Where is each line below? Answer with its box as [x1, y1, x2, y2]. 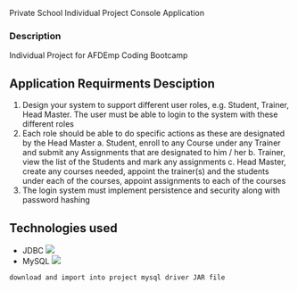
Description [9, 29, 62, 42]
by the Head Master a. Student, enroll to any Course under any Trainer [21, 137, 281, 148]
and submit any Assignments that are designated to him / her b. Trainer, [21, 147, 286, 158]
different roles [21, 119, 74, 129]
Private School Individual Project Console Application [9, 8, 205, 18]
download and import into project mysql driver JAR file [9, 272, 226, 282]
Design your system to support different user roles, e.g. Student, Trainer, [21, 100, 290, 111]
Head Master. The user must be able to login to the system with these [21, 109, 278, 120]
